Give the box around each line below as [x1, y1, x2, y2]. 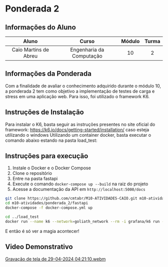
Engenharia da [70, 46, 104, 53]
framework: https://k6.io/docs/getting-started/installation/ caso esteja [5, 126, 149, 133]
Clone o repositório [12, 170, 52, 176]
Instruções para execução [5, 152, 88, 160]
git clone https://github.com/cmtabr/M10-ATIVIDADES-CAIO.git [5, 196, 137, 201]
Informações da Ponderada [5, 70, 91, 78]
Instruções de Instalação [5, 108, 84, 117]
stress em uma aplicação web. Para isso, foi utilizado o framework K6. [5, 93, 150, 99]
